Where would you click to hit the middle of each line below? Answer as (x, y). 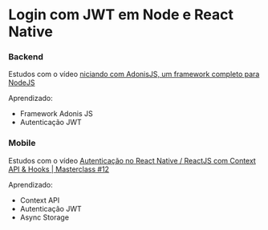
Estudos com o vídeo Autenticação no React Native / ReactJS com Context (132, 160)
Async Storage (45, 217)
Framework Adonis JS (57, 114)
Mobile (22, 143)
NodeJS (22, 83)
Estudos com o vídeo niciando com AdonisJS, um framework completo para (134, 75)
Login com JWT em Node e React (121, 15)
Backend (26, 57)
